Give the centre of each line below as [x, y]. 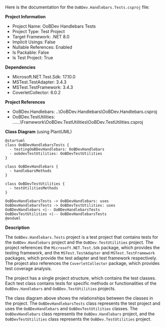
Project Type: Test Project [38, 31]
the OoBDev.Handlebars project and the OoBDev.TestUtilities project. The [79, 242]
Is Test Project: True [33, 58]
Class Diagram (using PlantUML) [39, 132]
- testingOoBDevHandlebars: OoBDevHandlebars [57, 149]
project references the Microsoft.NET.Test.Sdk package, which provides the [82, 248]
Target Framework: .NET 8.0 [41, 37]
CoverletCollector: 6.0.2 [36, 92]
